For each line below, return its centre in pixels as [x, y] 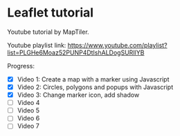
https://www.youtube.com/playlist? [117, 45]
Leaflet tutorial [51, 13]
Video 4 [28, 103]
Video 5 [28, 110]
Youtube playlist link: [37, 45]
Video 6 [28, 118]
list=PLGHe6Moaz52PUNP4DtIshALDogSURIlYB [76, 52]
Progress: [21, 66]
